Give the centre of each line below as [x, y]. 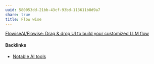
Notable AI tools [29, 56]
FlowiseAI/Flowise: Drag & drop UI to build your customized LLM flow [77, 34]
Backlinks [16, 45]
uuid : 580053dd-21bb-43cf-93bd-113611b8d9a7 [53, 10]
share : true [18, 15]
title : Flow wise [23, 19]
